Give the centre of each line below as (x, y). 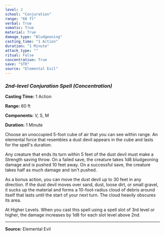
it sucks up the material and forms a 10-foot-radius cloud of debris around (80, 190)
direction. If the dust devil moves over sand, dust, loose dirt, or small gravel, (82, 185)
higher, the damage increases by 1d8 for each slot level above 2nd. (73, 215)
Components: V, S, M (27, 116)
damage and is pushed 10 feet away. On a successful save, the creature (78, 165)
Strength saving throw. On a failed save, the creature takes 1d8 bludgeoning (82, 160)
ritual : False (20, 55)
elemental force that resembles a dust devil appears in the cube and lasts (79, 140)
